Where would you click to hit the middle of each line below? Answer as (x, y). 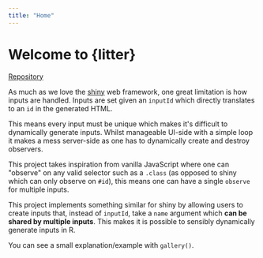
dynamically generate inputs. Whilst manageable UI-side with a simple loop (131, 132)
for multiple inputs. (39, 189)
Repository (26, 77)
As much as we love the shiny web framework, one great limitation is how (128, 92)
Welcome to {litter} (72, 54)
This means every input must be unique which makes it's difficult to (118, 124)
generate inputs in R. (42, 230)
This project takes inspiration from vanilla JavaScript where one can (119, 164)
